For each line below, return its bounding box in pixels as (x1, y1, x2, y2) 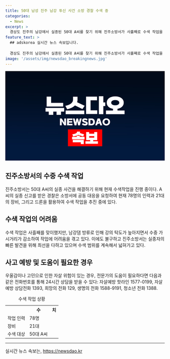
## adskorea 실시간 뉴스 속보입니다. (10, 40, 79, 46)
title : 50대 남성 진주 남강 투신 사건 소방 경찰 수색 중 (5, 8, 109, 13)
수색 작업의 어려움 (5, 215, 58, 223)
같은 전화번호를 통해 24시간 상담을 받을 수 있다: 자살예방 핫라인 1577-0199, (5, 279, 153, 285)
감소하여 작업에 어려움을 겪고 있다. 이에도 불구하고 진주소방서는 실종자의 (22, 236, 165, 242)
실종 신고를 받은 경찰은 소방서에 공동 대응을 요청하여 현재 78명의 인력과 (14, 192, 155, 198)
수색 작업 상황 (18, 296, 46, 302)
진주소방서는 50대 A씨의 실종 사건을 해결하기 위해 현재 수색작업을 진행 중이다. (5, 186, 158, 192)
